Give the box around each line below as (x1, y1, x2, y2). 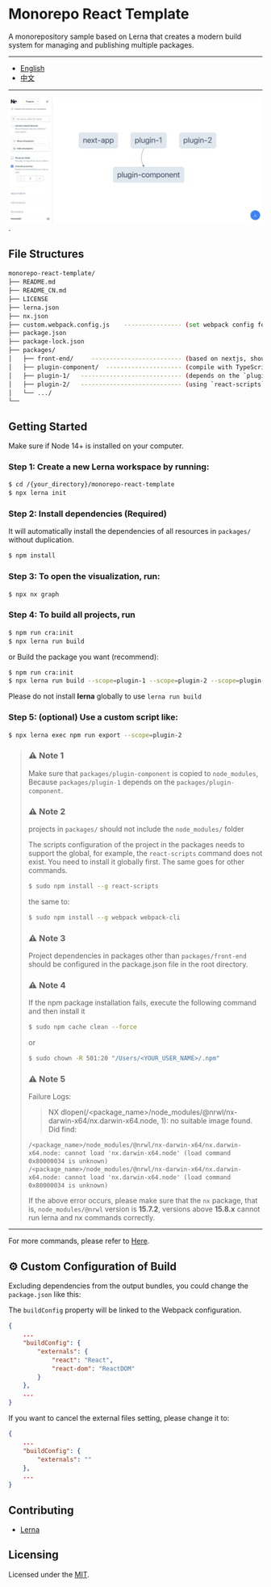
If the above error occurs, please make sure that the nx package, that (27, 1196, 258, 1206)
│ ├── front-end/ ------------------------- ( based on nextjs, (8, 355, 248, 363)
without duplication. (8, 535, 74, 545)
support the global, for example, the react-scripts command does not (27, 849, 263, 859)
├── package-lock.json (8, 338, 85, 346)
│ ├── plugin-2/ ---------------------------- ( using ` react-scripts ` (8, 380, 265, 388)
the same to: (27, 896, 70, 906)
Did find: (48, 1124, 77, 1135)
